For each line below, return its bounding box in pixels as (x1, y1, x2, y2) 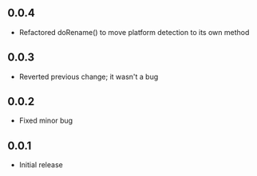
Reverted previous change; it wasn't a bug (18, 72, 159, 81)
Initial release (18, 160, 63, 170)
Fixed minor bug (18, 115, 73, 126)
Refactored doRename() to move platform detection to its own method (18, 27, 250, 37)
